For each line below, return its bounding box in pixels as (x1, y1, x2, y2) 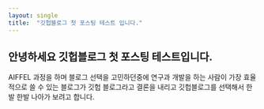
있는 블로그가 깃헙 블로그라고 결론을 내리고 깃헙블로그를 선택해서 (46, 82, 245, 92)
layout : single (8, 11, 58, 20)
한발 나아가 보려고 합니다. (16, 92, 95, 102)
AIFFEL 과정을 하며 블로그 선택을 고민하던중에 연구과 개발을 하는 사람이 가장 (8, 73, 243, 82)
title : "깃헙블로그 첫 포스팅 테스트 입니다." (8, 19, 143, 27)
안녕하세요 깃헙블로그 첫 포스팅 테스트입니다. (8, 50, 213, 63)
